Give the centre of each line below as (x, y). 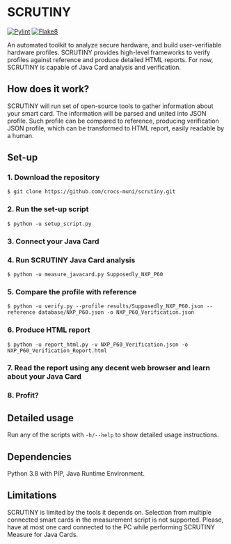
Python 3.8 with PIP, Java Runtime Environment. (76, 474)
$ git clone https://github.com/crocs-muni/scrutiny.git (91, 192)
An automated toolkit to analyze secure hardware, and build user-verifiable (114, 45)
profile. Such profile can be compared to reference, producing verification (113, 121)
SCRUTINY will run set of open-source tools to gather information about (110, 106)
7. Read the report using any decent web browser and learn (109, 368)
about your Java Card (45, 377)
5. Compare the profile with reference (72, 292)
